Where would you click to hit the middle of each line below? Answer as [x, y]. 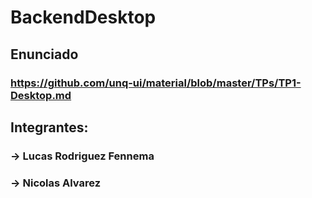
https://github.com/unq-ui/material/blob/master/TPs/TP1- [156, 83]
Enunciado [44, 54]
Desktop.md [41, 95]
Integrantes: [49, 127]
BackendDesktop [83, 17]
